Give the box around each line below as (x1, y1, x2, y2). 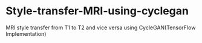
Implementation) (5, 30, 47, 37)
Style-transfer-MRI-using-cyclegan (5, 4, 189, 18)
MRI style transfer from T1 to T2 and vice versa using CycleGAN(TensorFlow (5, 24, 196, 31)
